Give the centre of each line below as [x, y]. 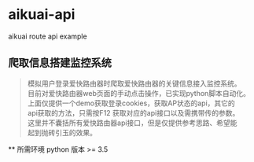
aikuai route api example [48, 36]
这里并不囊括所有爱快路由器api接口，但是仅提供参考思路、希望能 [132, 123]
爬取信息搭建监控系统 [60, 63]
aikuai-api [42, 15]
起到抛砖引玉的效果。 [62, 132]
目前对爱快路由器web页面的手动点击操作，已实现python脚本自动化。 [138, 93]
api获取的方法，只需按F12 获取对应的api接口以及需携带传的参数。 [133, 112]
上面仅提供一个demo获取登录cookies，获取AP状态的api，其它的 [131, 103]
